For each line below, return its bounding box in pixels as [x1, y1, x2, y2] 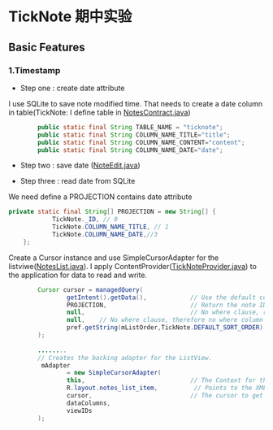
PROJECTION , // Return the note [66, 301, 256, 309]
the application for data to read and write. [8, 270, 148, 280]
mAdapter [41, 361, 71, 370]
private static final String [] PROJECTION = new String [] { [8, 208, 217, 216]
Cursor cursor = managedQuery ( [37, 285, 144, 293]
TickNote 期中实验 [8, 7, 132, 26]
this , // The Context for [66, 376, 256, 384]
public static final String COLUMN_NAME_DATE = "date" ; [37, 146, 223, 154]
